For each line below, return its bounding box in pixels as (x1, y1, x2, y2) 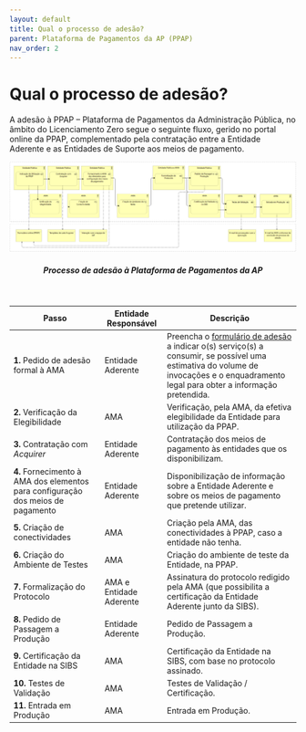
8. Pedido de (13, 613, 62, 624)
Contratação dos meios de (167, 434, 267, 444)
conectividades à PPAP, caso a (167, 527, 282, 538)
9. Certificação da (13, 651, 81, 662)
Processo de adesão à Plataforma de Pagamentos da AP (43, 265, 263, 276)
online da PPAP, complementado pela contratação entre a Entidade (9, 133, 261, 145)
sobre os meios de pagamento (167, 490, 280, 501)
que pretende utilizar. (167, 500, 248, 511)
